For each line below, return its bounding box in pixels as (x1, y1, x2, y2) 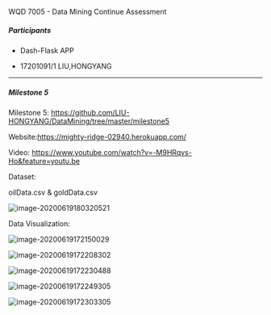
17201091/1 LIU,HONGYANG (19, 61, 112, 71)
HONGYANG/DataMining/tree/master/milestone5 (8, 116, 170, 126)
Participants (8, 25, 51, 35)
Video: (8, 147, 31, 157)
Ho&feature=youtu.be (8, 156, 81, 166)
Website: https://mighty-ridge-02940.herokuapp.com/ (8, 132, 187, 141)
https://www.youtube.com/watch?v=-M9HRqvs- (31, 147, 192, 157)
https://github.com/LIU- (51, 107, 130, 117)
